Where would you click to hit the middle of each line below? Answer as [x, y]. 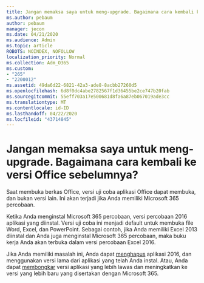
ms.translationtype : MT [36, 102]
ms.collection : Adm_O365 [38, 63]
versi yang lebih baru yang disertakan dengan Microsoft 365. [83, 273]
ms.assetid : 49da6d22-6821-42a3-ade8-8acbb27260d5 [72, 86]
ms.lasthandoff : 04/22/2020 [42, 114]
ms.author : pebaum [29, 18]
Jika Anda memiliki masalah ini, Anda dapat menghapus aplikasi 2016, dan [99, 254]
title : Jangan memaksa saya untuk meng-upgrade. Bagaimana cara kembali [100, 12]
